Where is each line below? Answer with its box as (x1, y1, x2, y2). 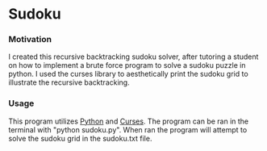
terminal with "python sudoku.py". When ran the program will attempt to (8, 124, 248, 134)
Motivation (8, 34, 52, 45)
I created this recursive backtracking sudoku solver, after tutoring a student (8, 52, 259, 61)
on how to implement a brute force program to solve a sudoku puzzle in (8, 61, 246, 70)
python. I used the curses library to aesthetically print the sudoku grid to (8, 69, 248, 79)
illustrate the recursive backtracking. (8, 78, 131, 87)
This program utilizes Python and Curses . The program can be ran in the (8, 116, 249, 126)
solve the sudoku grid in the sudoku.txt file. (8, 133, 152, 143)
